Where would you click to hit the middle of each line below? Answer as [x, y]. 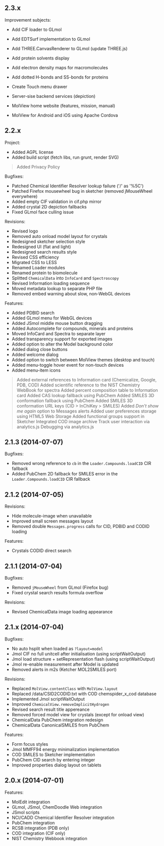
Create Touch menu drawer [39, 87]
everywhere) [25, 196]
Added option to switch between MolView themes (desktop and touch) [83, 360]
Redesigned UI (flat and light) [41, 247]
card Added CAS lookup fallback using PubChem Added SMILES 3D [85, 395]
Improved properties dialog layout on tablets [56, 765]
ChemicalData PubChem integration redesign [57, 720]
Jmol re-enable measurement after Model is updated [65, 664]
